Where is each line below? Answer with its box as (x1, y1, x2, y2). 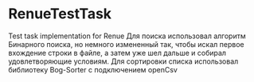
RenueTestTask (8, 5, 112, 23)
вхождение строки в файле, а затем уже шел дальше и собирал (8, 48, 227, 57)
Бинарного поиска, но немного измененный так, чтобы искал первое (8, 39, 244, 49)
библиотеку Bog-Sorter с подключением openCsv (8, 64, 178, 74)
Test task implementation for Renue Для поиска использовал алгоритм (8, 31, 246, 41)
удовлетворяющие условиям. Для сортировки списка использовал (8, 57, 239, 66)
